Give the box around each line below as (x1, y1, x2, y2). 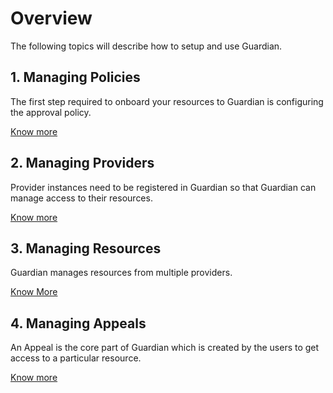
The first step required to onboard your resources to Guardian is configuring (10, 95, 324, 107)
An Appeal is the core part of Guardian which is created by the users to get (10, 342, 320, 354)
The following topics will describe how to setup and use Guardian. (10, 40, 283, 52)
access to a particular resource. (10, 352, 142, 364)
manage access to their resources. (10, 192, 153, 204)
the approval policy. (10, 106, 92, 118)
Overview (10, 7, 93, 30)
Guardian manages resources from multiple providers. (10, 267, 233, 279)
